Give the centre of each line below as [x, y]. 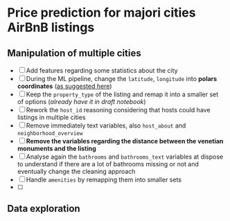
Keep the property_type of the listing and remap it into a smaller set [122, 94]
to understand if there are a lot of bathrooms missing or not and [108, 164]
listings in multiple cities [51, 117]
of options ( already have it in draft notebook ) [82, 101]
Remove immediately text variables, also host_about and [106, 125]
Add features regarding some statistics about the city [102, 70]
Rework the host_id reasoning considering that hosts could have [118, 110]
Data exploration [44, 209]
